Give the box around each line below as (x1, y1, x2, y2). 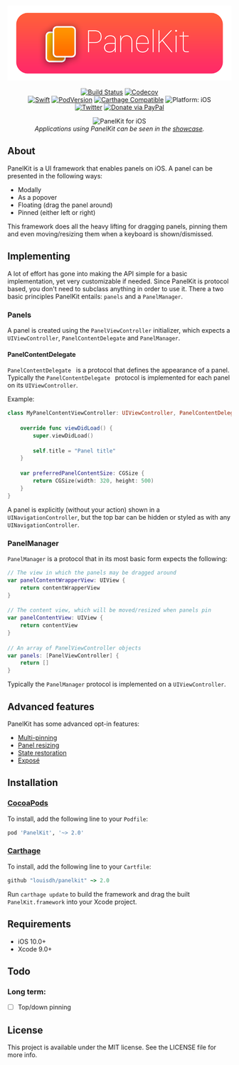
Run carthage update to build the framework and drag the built (7, 889, 191, 898)
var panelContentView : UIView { (7, 615, 103, 622)
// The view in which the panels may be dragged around (7, 569, 176, 576)
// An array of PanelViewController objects (7, 645, 142, 652)
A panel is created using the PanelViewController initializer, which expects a (7, 325, 230, 334)
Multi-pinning (17, 733, 58, 742)
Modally (17, 185, 41, 194)
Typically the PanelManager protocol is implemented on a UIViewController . (7, 680, 226, 689)
